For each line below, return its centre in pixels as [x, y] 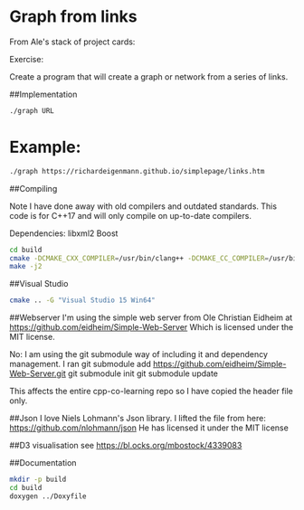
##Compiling [33, 188]
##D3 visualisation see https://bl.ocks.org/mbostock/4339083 [126, 446]
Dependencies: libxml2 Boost [64, 233]
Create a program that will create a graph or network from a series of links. [149, 76]
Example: [45, 147]
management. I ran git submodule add [81, 364]
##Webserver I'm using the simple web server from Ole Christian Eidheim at [151, 317]
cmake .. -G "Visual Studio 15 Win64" [82, 300]
